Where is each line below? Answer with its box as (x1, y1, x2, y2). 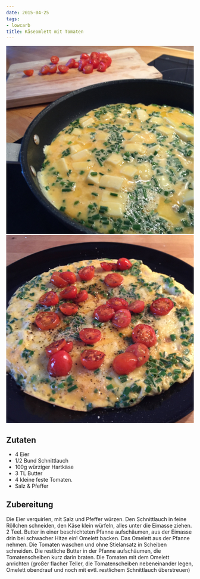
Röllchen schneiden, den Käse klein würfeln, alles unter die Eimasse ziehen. (6, 522, 192, 529)
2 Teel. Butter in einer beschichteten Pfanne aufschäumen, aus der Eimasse (6, 528, 192, 535)
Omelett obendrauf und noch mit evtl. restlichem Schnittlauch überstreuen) (6, 566, 190, 573)
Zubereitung (6, 500, 54, 510)
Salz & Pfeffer (14, 482, 49, 489)
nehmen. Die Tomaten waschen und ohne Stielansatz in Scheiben (6, 541, 167, 548)
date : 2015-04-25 (6, 10, 49, 16)
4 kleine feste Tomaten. (14, 476, 73, 483)
